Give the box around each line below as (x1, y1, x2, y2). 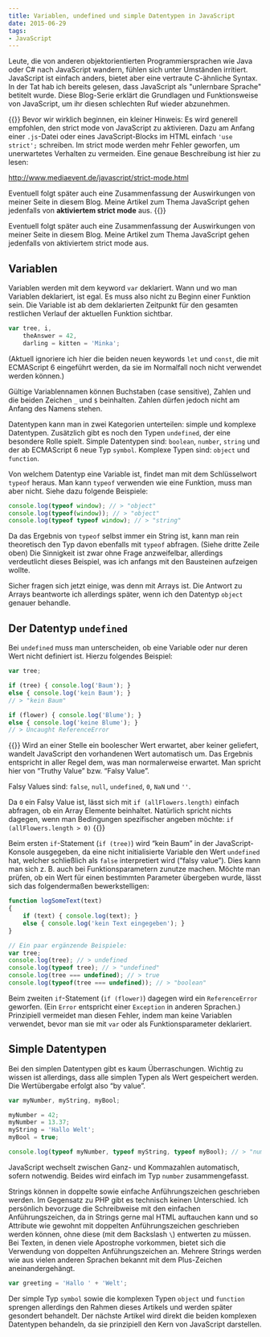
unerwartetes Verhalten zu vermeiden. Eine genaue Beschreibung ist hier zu (8, 149, 261, 159)
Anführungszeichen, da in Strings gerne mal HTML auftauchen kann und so (8, 1212, 259, 1222)
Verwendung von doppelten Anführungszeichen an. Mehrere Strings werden (8, 1246, 262, 1256)
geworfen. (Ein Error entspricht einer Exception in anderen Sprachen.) (8, 1001, 241, 1011)
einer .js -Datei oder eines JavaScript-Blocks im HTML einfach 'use (8, 132, 233, 142)
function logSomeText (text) (8, 897, 103, 906)
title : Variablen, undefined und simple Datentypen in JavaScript (8, 11, 235, 20)
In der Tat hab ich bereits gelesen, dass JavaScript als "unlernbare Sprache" (8, 82, 262, 92)
